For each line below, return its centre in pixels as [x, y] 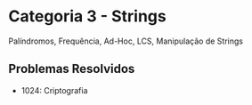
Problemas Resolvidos [72, 69]
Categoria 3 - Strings [87, 16]
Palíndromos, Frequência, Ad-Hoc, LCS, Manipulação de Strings [126, 41]
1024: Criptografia [54, 90]
